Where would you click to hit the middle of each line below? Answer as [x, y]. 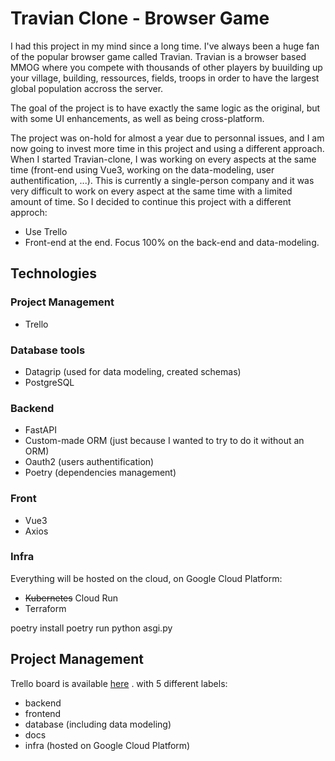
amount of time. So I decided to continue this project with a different [151, 201]
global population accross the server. [87, 88]
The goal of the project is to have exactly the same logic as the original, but [165, 108]
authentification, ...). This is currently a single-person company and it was [162, 180]
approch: [29, 212]
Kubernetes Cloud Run [71, 598]
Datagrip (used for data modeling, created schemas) [133, 371]
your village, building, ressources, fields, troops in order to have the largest [165, 78]
